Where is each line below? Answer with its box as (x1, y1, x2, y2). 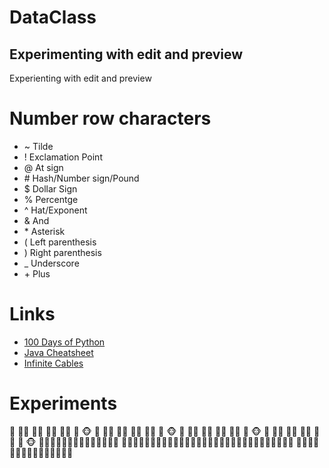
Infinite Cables (23, 357, 84, 369)
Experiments (9, 392, 118, 415)
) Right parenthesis (23, 246, 102, 258)
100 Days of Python (23, 336, 106, 348)
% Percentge (23, 193, 79, 205)
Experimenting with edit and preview (9, 46, 244, 63)
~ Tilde (23, 140, 54, 152)
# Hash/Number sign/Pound (23, 172, 140, 184)
